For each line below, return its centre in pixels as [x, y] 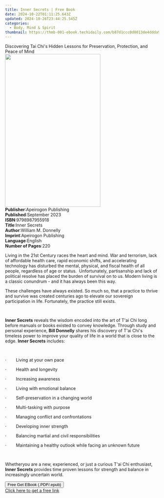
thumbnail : [16, 32]
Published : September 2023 [33, 215]
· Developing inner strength [37, 426]
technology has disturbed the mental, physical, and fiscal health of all [75, 266]
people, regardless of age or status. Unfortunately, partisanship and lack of [81, 271]
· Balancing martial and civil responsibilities [52, 436]
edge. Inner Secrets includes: [35, 341]
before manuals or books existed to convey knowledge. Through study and [81, 325]
